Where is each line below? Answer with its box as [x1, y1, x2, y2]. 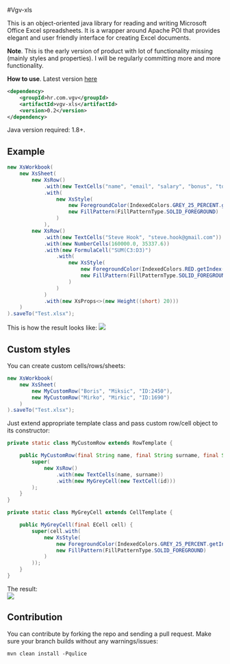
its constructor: [7, 426, 50, 434]
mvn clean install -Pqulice [7, 650, 88, 657]
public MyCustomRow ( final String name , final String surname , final [19, 452, 219, 459]
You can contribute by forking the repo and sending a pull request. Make [7, 630, 212, 638]
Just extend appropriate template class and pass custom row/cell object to [7, 419, 218, 428]
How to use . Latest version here [7, 75, 98, 83]
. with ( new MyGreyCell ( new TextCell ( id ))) [55, 478, 176, 484]
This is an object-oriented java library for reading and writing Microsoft [7, 19, 207, 27]
